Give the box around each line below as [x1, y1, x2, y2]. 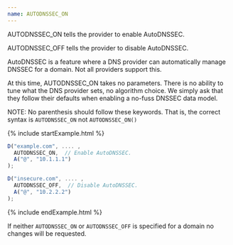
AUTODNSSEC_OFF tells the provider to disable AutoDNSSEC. [7, 43, 189, 52]
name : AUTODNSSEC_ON [7, 10, 69, 18]
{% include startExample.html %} [7, 129, 105, 137]
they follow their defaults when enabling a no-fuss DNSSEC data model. [7, 94, 218, 102]
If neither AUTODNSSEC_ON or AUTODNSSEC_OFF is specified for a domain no [7, 222, 215, 230]
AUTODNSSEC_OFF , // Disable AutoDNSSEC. [13, 182, 139, 189]
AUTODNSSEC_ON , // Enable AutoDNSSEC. [13, 149, 132, 156]
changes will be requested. [7, 229, 87, 238]
